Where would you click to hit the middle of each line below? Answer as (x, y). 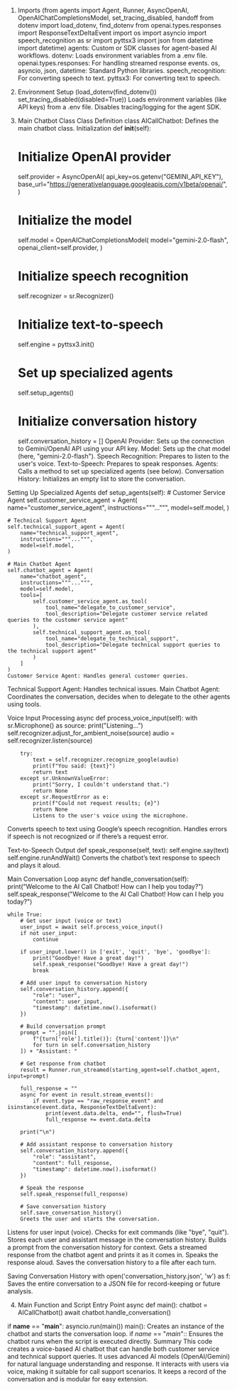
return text (51, 772)
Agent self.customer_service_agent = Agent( (72, 500)
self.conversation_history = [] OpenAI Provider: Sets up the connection (121, 441)
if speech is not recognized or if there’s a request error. (88, 836)
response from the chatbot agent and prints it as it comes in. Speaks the (113, 1254)
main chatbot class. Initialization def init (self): (84, 128)
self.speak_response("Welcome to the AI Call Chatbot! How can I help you (116, 894)
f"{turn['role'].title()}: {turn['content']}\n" (106, 1039)
